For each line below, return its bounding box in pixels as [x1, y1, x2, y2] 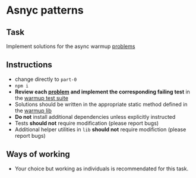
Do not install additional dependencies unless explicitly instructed [14, 113, 176, 120]
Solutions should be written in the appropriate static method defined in [14, 101, 188, 108]
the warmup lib [14, 107, 52, 114]
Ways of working [6, 149, 70, 160]
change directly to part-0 [14, 75, 77, 83]
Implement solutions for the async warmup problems [6, 43, 135, 50]
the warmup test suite [14, 94, 68, 101]
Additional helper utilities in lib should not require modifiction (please [14, 125, 186, 133]
